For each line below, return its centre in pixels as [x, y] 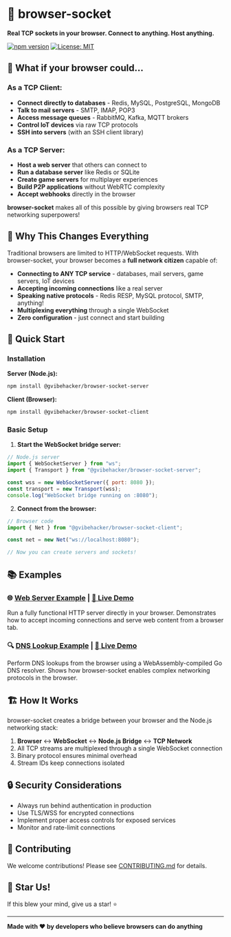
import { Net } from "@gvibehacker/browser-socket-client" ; [95, 527]
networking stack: [33, 728]
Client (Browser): [32, 399]
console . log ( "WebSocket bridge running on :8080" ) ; [82, 495]
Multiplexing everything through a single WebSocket [93, 310]
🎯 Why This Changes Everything [78, 236]
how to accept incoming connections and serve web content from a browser [115, 620]
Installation [26, 359]
